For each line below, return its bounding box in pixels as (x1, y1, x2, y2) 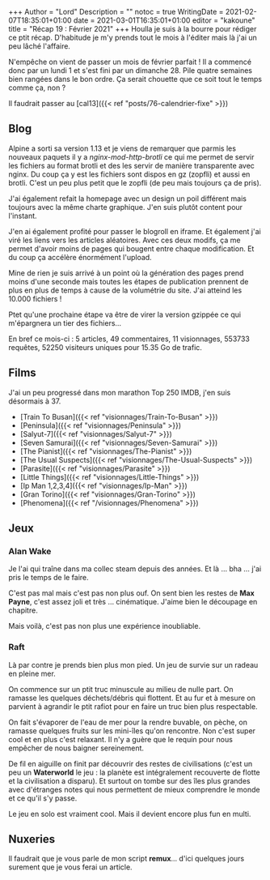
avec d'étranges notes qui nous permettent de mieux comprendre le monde (8, 784, 260, 794)
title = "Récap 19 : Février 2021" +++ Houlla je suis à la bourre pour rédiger (8, 24, 257, 33)
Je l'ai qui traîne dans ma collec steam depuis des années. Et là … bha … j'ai (8, 564, 262, 574)
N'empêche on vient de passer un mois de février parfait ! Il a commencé (8, 57, 252, 66)
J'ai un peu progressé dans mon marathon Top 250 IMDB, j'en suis (8, 387, 231, 397)
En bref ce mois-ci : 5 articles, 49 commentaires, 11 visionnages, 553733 (8, 334, 251, 344)
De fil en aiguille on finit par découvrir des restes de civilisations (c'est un (8, 758, 253, 768)
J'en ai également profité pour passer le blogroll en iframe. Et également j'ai (8, 226, 261, 236)
